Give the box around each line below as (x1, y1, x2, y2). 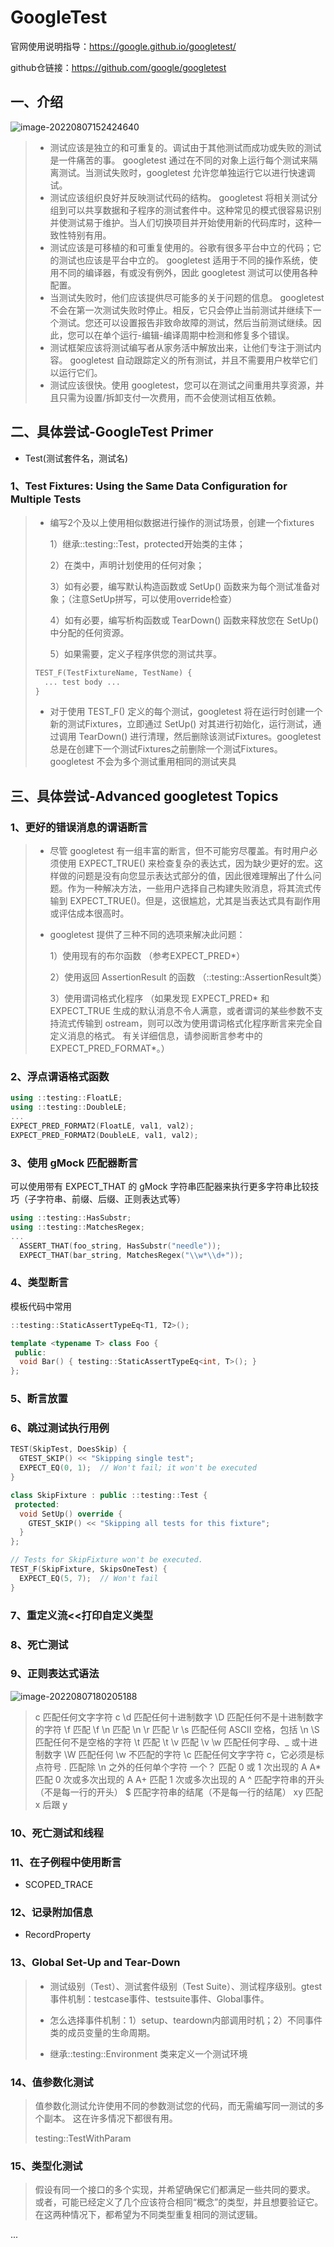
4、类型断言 (10, 1276, 69, 1290)
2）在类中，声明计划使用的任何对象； (49, 559, 205, 571)
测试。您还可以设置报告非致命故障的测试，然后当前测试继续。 (58, 316, 313, 328)
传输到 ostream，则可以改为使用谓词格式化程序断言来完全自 (76, 1017, 323, 1030)
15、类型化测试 (10, 2159, 83, 2173)
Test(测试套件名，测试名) (24, 452, 129, 464)
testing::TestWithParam (34, 2132, 132, 2144)
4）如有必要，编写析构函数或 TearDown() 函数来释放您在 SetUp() (49, 614, 320, 626)
